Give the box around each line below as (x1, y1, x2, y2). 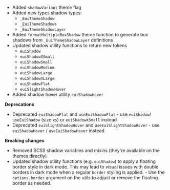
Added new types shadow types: (12, 10, 82, 16)
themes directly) (12, 153, 47, 159)
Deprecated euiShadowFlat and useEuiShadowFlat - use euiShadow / (12, 111, 152, 117)
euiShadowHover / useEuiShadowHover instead (12, 128, 104, 134)
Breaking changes (5, 138, 45, 143)
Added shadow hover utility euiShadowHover (12, 92, 104, 97)
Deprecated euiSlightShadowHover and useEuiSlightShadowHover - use (12, 122, 160, 128)
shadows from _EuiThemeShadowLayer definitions (12, 37, 113, 43)
